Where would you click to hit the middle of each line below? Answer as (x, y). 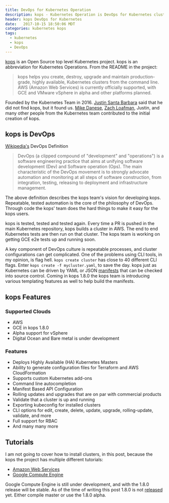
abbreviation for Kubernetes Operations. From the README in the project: (81, 67)
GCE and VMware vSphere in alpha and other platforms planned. (84, 92)
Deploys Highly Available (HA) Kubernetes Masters (65, 362)
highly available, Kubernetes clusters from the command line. (96, 82)
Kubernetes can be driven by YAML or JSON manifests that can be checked (84, 271)
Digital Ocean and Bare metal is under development (66, 338)
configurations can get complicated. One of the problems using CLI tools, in (84, 255)
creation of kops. (23, 118)
